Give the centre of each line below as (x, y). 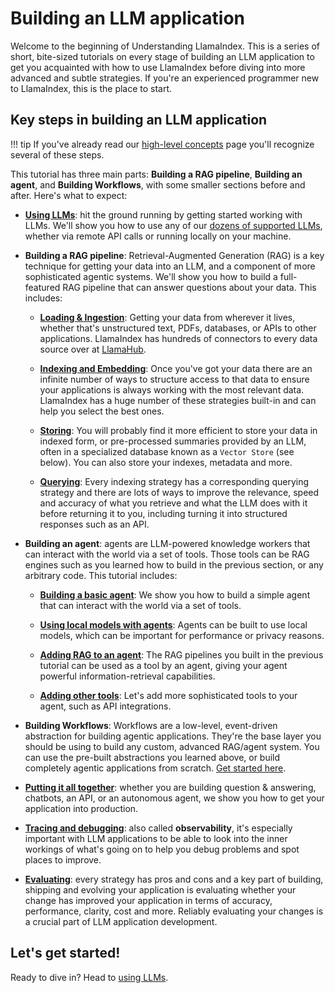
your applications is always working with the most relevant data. (172, 389)
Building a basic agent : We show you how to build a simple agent (175, 594)
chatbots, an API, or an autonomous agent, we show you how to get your (174, 798)
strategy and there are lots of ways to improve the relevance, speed (179, 492)
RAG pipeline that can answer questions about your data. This (189, 287)
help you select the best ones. (102, 411)
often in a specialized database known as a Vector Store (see (167, 451)
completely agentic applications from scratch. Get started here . (155, 768)
